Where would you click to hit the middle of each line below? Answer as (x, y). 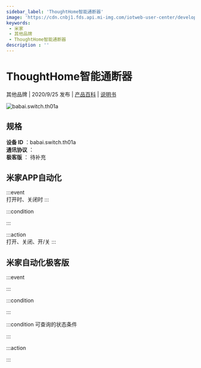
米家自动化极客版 (38, 262)
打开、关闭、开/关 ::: (31, 242)
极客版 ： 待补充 (26, 157)
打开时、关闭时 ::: (28, 200)
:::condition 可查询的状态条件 (42, 324)
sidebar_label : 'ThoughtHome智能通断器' (55, 12)
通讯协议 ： (20, 150)
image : (14, 17)
